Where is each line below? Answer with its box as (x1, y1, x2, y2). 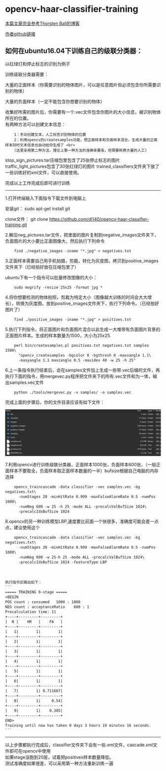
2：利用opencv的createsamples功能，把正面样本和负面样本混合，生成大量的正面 (14, 137, 158, 142)
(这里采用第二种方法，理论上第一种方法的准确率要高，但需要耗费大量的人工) (14, 148, 147, 153)
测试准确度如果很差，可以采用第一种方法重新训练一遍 (5, 761, 114, 767)
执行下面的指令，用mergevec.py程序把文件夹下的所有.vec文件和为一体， (5, 373, 153, 379)
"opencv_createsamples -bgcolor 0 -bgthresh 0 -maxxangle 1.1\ (18, 353, 152, 358)
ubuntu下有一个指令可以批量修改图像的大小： (5, 274, 98, 280)
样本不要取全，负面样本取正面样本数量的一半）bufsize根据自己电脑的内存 (9, 468, 159, 474)
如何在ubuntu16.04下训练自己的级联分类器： (5, 47, 143, 55)
